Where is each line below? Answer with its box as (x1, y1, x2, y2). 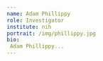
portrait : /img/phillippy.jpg (6, 29, 97, 37)
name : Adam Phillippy (6, 10, 71, 18)
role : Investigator (6, 17, 65, 24)
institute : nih (6, 23, 52, 30)
